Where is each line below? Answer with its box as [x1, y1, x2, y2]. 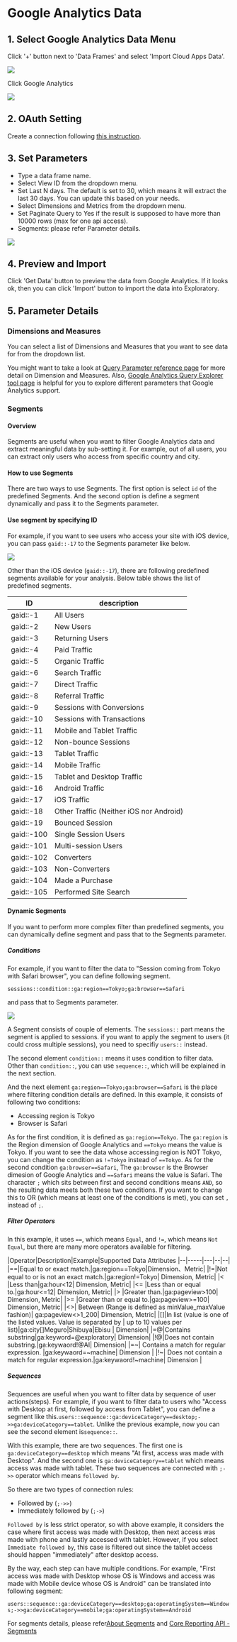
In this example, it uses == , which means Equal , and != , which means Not [7, 1235, 218, 1243]
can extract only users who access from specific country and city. [7, 452, 200, 461]
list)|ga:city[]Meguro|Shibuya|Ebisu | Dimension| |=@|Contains [7, 1325, 191, 1334]
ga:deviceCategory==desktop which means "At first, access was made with [7, 1448, 224, 1457]
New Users [54, 621, 92, 631]
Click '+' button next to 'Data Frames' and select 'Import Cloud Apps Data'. [7, 52, 225, 60]
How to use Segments [7, 469, 74, 477]
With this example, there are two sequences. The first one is [7, 1441, 183, 1450]
